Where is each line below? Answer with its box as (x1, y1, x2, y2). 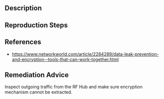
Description (4, 4, 42, 12)
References (4, 38, 41, 46)
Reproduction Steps (4, 21, 68, 29)
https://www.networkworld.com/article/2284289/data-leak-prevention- (11, 51, 159, 57)
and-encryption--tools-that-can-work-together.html (11, 56, 119, 62)
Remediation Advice (4, 71, 69, 79)
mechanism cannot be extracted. (4, 89, 73, 95)
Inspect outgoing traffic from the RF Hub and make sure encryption (4, 84, 143, 90)
